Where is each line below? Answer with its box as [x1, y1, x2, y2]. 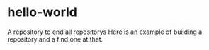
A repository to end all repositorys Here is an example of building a [7, 27, 203, 36]
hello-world [7, 4, 78, 20]
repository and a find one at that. [7, 35, 103, 43]
